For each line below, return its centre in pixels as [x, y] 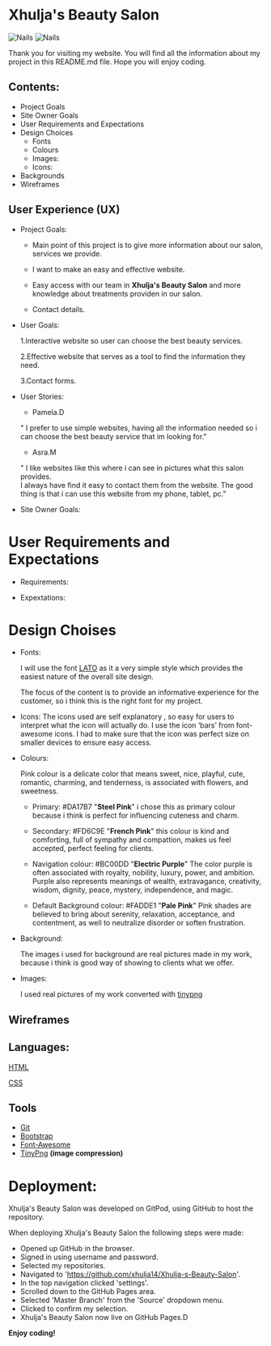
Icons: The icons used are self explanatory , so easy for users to [127, 717]
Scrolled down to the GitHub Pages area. [88, 1292]
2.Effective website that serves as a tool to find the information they [133, 356]
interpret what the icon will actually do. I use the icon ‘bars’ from [127, 725]
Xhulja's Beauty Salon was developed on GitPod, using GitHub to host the [131, 1208]
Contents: [34, 87]
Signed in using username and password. [89, 1257]
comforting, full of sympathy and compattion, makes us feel [132, 840]
